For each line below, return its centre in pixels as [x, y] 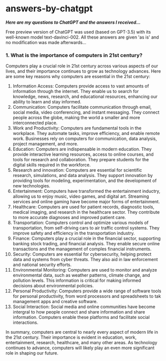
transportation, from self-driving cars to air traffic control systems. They [86, 228]
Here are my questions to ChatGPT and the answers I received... [73, 22]
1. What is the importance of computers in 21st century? [74, 55]
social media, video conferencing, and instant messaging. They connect [86, 112]
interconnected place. [35, 123]
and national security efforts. [42, 265]
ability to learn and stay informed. [47, 102]
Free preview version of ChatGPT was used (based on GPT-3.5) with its [78, 32]
